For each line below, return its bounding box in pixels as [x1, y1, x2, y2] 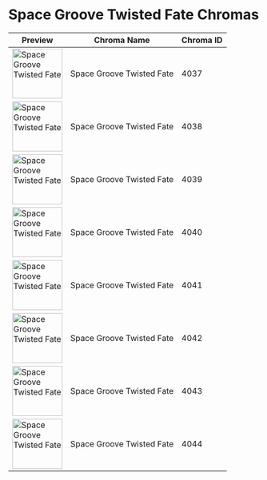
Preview [21, 34, 54, 46]
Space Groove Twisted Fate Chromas [8, 6, 260, 24]
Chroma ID [181, 34, 223, 46]
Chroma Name [94, 34, 150, 46]
